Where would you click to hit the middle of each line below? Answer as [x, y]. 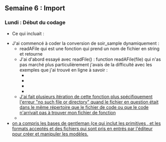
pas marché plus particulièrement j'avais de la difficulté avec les [86, 64]
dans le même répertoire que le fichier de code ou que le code [84, 107]
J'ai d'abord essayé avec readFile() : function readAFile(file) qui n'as [90, 59]
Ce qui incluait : [28, 33]
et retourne [31, 54]
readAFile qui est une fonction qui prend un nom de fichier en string [90, 48]
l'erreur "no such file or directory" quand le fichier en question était [89, 102]
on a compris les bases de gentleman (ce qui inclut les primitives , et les [86, 123]
